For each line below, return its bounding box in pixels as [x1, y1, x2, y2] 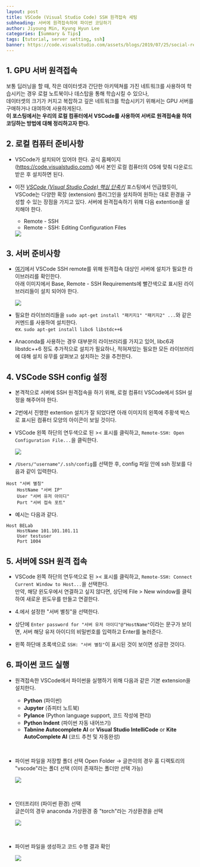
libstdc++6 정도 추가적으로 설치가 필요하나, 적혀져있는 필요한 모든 [14, 345, 168, 353]
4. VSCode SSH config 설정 [6, 372, 107, 382]
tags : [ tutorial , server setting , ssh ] [6, 36, 105, 42]
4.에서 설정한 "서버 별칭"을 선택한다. [14, 608, 99, 615]
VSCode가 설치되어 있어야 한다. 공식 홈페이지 [14, 155, 121, 163]
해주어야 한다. [26, 397, 58, 404]
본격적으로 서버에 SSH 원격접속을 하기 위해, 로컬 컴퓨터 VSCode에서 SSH [14, 389, 186, 396]
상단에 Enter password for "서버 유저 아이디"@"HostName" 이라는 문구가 [14, 620, 180, 628]
